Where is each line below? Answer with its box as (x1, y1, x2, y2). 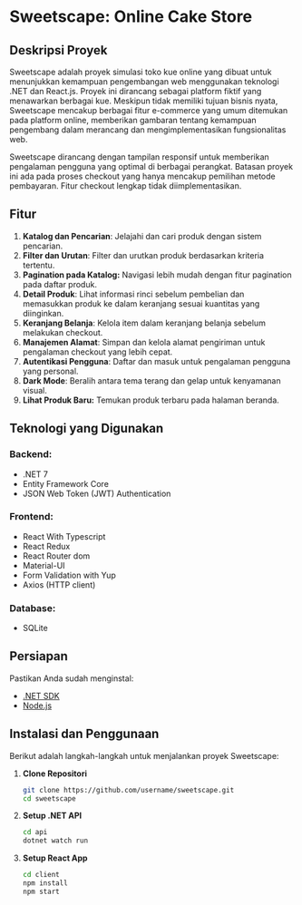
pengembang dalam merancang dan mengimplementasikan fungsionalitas (9, 124, 287, 135)
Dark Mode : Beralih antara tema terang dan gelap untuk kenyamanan (22, 375, 281, 386)
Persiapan (9, 648, 68, 664)
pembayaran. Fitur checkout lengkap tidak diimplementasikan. (9, 180, 242, 191)
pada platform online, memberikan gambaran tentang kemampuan (9, 115, 257, 125)
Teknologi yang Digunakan (9, 421, 164, 436)
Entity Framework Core (22, 478, 109, 489)
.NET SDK (22, 690, 61, 701)
